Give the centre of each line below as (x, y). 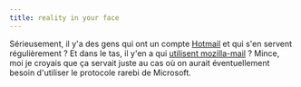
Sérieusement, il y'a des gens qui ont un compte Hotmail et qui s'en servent (151, 43)
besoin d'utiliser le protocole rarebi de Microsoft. (101, 72)
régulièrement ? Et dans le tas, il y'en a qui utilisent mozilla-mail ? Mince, (145, 53)
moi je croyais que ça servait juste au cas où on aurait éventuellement (140, 63)
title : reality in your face (64, 18)
